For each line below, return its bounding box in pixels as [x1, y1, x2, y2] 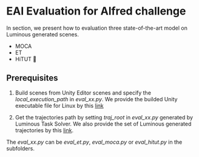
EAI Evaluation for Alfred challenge [6, 4, 186, 18]
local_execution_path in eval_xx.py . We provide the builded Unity [15, 95, 178, 102]
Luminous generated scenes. [6, 30, 79, 38]
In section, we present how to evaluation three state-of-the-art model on [6, 24, 188, 32]
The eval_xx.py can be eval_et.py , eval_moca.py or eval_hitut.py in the [6, 138, 183, 145]
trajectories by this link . [15, 126, 74, 134]
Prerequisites [6, 73, 58, 83]
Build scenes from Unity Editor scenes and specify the [15, 89, 152, 96]
